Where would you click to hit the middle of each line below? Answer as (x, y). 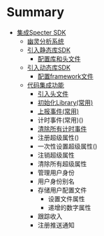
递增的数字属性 (69, 207)
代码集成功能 (45, 85)
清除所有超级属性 (62, 164)
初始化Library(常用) (65, 102)
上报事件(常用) (58, 111)
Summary (35, 12)
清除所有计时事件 (62, 129)
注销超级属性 (56, 155)
